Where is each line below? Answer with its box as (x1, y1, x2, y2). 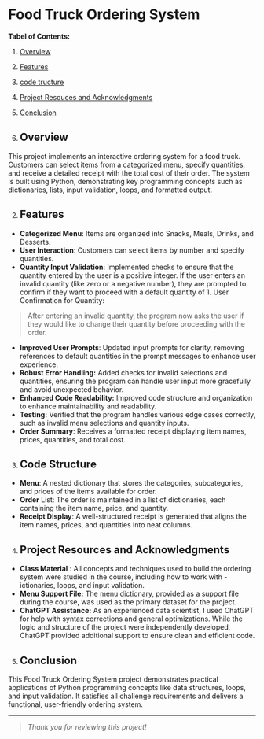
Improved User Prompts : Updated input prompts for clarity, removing (19, 342, 245, 352)
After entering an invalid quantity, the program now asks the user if (27, 311, 244, 320)
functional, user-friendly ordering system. (8, 700, 144, 709)
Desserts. (19, 237, 51, 246)
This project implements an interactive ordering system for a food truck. (8, 151, 241, 161)
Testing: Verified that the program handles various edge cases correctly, (19, 409, 256, 419)
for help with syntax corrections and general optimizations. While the (19, 614, 244, 623)
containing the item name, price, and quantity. (19, 504, 169, 513)
